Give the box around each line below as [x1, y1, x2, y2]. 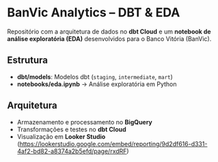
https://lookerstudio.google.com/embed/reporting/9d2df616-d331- [19, 139, 208, 148]
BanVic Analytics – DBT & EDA [7, 5, 180, 21]
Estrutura [7, 55, 49, 66]
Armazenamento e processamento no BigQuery [16, 118, 152, 126]
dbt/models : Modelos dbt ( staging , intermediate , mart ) [16, 72, 173, 81]
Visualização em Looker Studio [16, 132, 106, 141]
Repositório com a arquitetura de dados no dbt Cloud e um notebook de [7, 27, 211, 36]
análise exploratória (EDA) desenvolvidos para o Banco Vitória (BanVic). [7, 34, 212, 42]
